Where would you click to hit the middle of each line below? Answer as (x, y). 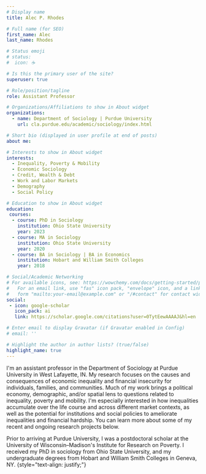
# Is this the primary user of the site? (60, 74)
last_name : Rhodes (30, 40)
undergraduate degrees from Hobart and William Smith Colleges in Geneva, (102, 458)
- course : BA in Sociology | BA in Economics (71, 254)
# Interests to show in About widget (55, 152)
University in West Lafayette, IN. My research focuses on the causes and (98, 374)
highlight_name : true (34, 350)
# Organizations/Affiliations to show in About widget (78, 107)
